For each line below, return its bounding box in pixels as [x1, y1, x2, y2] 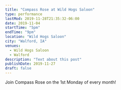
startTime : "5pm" [5, 25, 40, 30]
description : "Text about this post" [5, 57, 82, 62]
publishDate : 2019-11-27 [5, 61, 56, 66]
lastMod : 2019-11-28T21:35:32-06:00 [5, 16, 80, 21]
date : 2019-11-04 [5, 20, 40, 26]
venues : [5, 43, 21, 48]
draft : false [5, 66, 32, 71]
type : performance [5, 12, 42, 17]
